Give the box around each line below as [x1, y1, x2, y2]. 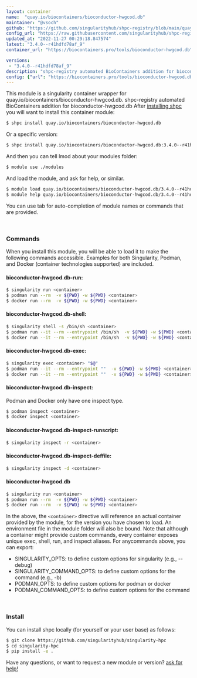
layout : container [6, 8, 51, 15]
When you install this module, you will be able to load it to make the [6, 248, 169, 255]
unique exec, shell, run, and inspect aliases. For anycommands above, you [6, 537, 186, 545]
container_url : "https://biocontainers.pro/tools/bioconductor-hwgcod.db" [6, 47, 193, 53]
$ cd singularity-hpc [6, 643, 59, 649]
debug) [14, 562, 33, 569]
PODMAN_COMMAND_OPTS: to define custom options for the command [14, 586, 190, 594]
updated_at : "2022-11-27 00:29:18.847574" [6, 36, 111, 42]
